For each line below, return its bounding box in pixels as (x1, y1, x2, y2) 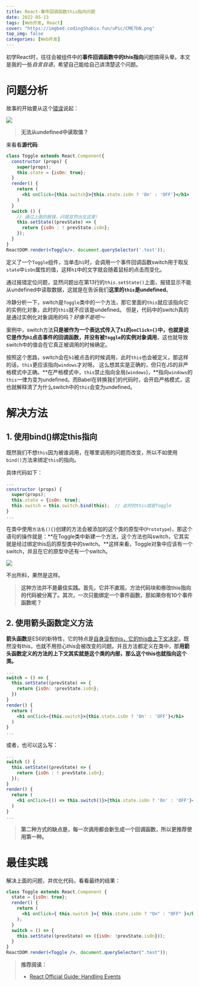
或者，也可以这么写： (6, 742, 58, 749)
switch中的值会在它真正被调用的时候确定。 (6, 341, 111, 348)
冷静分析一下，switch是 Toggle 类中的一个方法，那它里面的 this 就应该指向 (6, 299, 184, 306)
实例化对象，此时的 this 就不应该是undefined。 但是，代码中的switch (11, 306, 179, 313)
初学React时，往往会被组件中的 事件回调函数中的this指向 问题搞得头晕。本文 (6, 54, 191, 60)
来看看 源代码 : (6, 141, 40, 148)
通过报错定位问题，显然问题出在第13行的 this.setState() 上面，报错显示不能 (6, 278, 191, 285)
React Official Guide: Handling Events (29, 973, 121, 980)
